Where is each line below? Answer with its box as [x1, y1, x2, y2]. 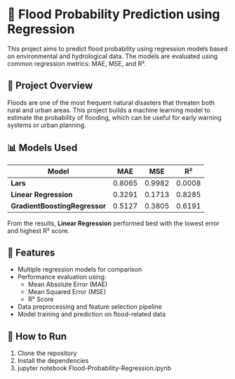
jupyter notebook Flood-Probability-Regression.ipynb [17, 364, 172, 373]
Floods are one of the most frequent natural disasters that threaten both [7, 98, 215, 107]
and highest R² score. [7, 226, 70, 234]
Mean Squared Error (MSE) [27, 288, 107, 296]
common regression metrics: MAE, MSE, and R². [7, 59, 147, 67]
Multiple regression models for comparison [17, 265, 142, 274]
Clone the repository [17, 349, 77, 357]
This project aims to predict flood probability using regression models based [7, 44, 228, 53]
